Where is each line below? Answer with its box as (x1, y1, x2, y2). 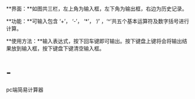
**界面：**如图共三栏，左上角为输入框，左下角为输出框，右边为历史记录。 (6, 5, 188, 12)
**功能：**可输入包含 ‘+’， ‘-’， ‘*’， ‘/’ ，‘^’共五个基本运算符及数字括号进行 (6, 18, 190, 25)
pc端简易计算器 (6, 86, 44, 93)
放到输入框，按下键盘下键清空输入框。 (11, 45, 105, 52)
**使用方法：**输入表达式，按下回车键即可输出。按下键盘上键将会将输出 (6, 38, 183, 44)
